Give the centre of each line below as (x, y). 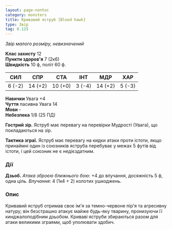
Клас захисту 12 (24, 54)
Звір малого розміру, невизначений (45, 44)
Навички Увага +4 (25, 99)
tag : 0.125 (17, 29)
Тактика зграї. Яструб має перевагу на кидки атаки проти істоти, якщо (83, 140)
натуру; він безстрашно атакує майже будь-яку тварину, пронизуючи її (84, 211)
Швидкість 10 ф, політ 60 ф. (36, 65)
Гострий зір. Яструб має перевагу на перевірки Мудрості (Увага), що (81, 125)
